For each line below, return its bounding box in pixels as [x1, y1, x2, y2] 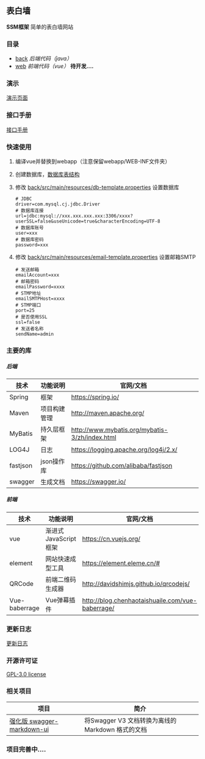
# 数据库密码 [15, 237, 44, 243]
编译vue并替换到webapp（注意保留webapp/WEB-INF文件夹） [15, 158, 171, 165]
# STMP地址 [15, 290, 41, 296]
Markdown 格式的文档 [84, 725, 148, 733]
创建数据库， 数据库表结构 [15, 171, 80, 178]
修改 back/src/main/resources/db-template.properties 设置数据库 [15, 184, 179, 191]
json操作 [40, 457, 65, 465]
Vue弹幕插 [45, 596, 76, 604]
